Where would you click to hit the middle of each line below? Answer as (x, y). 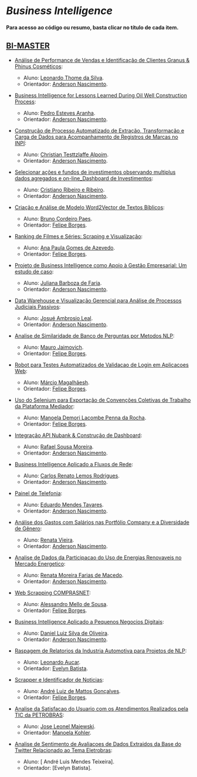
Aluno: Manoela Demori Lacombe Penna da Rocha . (85, 418)
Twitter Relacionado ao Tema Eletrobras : (63, 750)
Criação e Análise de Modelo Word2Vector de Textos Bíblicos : (90, 207)
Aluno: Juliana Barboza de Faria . (62, 282)
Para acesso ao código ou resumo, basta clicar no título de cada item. (92, 27)
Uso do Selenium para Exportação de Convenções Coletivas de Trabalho (103, 400)
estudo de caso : (34, 271)
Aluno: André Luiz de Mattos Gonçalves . (72, 691)
